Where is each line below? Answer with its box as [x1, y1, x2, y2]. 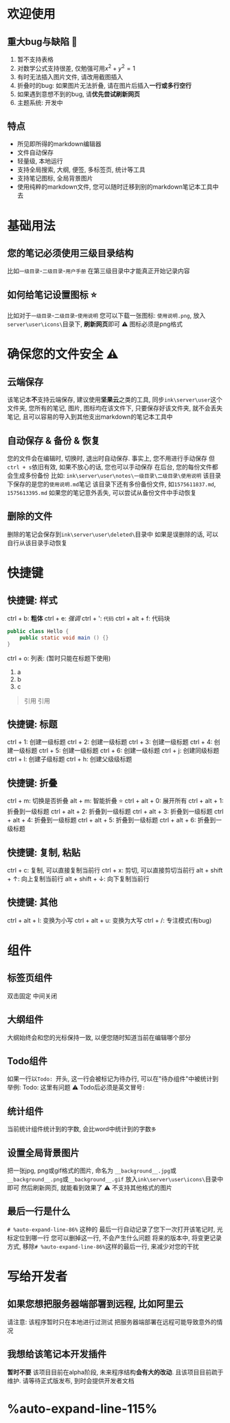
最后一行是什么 [7, 1205, 71, 1217]
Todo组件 [7, 1055, 48, 1067]
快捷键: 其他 [7, 896, 58, 908]
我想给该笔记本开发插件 [7, 1348, 106, 1360]
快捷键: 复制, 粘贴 [7, 846, 81, 858]
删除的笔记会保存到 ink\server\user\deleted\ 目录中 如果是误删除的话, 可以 [7, 530, 218, 538]
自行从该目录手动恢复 [7, 538, 67, 546]
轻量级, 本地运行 [16, 157, 63, 165]
